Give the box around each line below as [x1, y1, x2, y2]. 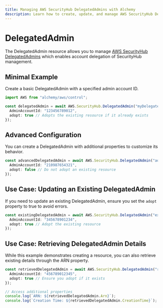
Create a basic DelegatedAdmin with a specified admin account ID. [5, 86, 139, 92]
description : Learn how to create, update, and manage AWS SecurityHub [5, 12, 153, 16]
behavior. [5, 149, 24, 155]
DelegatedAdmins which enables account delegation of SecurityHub [5, 54, 142, 60]
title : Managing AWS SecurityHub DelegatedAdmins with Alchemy [5, 7, 136, 12]
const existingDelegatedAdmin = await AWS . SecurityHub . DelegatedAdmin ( [5, 212, 153, 217]
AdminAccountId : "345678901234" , [9, 217, 77, 222]
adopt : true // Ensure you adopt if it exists [9, 276, 105, 281]
